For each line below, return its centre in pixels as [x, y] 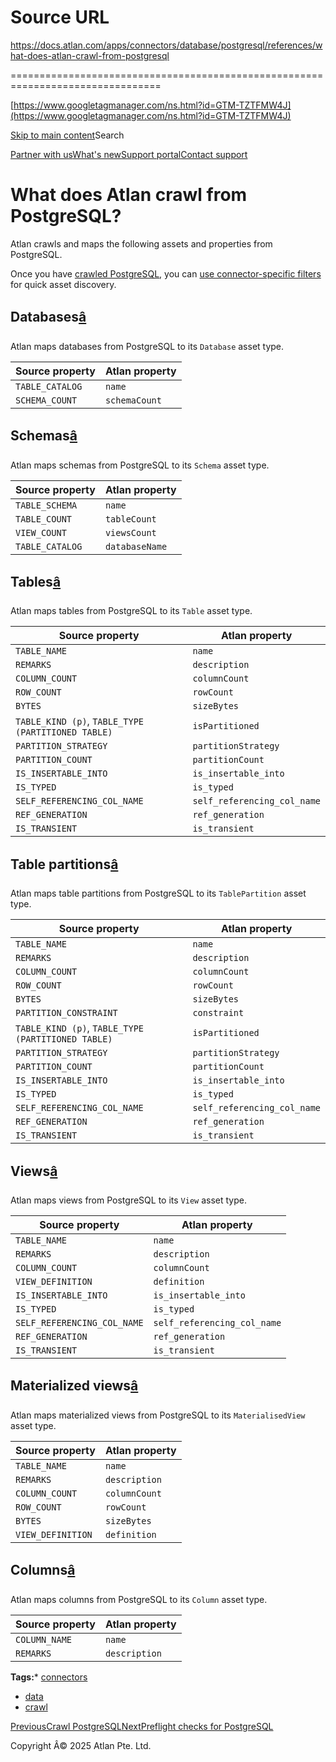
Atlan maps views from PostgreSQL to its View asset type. [128, 1200]
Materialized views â [74, 1386]
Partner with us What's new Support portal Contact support [129, 154]
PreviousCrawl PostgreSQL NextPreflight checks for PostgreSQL [142, 1726]
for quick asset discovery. [63, 284]
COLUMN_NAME [44, 1639]
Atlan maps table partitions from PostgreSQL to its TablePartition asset [158, 893]
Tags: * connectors [49, 1677]
